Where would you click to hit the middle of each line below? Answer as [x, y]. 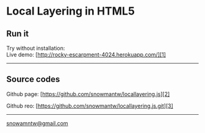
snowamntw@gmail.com [37, 123]
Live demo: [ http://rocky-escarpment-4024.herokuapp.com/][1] [86, 55]
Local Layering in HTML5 [71, 11]
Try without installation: [36, 48]
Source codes [33, 79]
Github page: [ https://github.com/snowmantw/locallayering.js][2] [88, 94]
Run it [18, 34]
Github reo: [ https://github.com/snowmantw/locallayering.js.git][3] [90, 106]
